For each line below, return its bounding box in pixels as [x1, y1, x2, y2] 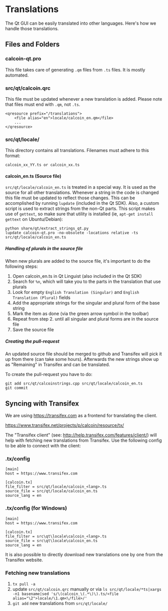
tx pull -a [12, 582, 36, 587]
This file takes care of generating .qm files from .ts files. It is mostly [5, 66, 145, 72]
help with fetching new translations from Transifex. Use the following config [5, 437, 162, 443]
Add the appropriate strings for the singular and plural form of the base [12, 300, 160, 306]
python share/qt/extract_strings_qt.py [5, 226, 89, 231]
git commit [5, 386, 28, 391]
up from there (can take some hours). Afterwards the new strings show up [5, 356, 159, 362]
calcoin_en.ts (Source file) [5, 173, 61, 179]
